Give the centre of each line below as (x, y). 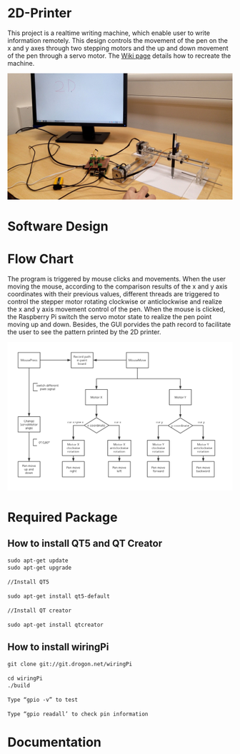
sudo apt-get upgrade (40, 568)
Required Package (62, 517)
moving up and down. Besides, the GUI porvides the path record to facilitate (119, 324)
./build (19, 686)
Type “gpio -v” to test (43, 700)
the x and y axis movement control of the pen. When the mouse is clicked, (116, 309)
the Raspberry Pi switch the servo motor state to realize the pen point (110, 316)
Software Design (58, 226)
